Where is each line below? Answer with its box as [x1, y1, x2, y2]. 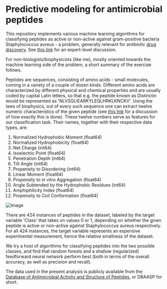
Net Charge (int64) [12, 144, 52, 150]
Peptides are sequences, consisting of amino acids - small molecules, [5, 76, 149, 82]
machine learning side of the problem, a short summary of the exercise [5, 61, 152, 67]
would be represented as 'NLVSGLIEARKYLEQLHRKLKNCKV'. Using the [5, 97, 153, 103]
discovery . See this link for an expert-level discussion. [5, 46, 117, 52]
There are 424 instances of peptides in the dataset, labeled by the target [5, 211, 155, 218]
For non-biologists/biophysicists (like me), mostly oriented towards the [5, 56, 151, 62]
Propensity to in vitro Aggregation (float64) [12, 176, 102, 182]
